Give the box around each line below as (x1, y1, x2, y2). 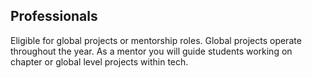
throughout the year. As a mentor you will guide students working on (10, 45, 293, 57)
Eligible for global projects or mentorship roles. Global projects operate (10, 34, 302, 46)
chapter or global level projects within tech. (10, 55, 189, 68)
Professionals (10, 8, 98, 25)
